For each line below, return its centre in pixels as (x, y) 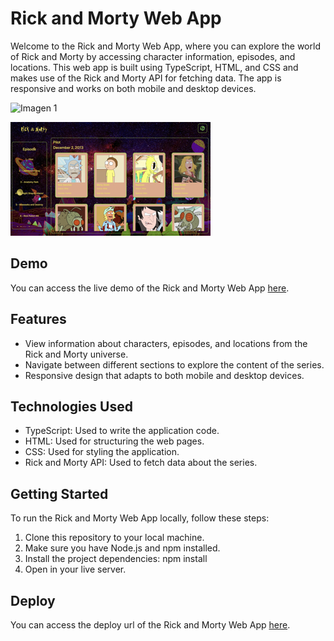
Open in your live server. (75, 569)
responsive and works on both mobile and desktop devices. (133, 88)
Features (38, 319)
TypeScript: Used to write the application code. (122, 431)
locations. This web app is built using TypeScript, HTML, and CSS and (154, 67)
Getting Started (59, 493)
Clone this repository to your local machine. (114, 538)
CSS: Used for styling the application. (102, 452)
